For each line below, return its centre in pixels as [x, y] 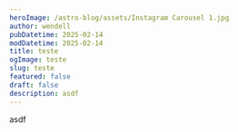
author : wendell [40, 26]
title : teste [34, 52]
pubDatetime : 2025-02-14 [56, 34]
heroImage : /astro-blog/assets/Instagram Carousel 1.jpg [119, 18]
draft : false [34, 85]
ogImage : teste [38, 60]
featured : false [40, 77]
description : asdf [44, 93]
